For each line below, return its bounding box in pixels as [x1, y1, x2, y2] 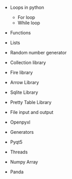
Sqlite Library [10, 89, 39, 95]
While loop [17, 20, 41, 26]
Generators [10, 129, 34, 135]
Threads [10, 149, 28, 155]
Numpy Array [10, 159, 38, 165]
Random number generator [10, 50, 67, 55]
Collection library [10, 59, 46, 66]
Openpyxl [10, 119, 30, 125]
